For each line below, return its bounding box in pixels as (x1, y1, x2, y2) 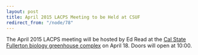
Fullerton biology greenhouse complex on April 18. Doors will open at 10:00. (6, 42, 193, 49)
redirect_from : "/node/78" (6, 20, 74, 25)
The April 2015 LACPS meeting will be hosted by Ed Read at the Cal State (6, 36, 187, 43)
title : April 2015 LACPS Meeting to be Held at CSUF (6, 14, 141, 20)
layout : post (6, 8, 39, 15)
